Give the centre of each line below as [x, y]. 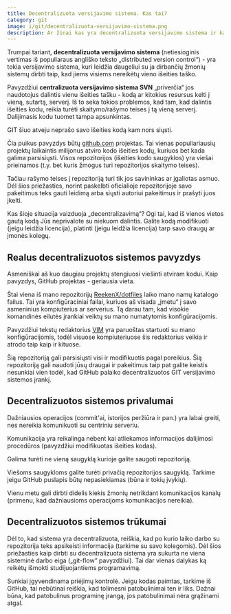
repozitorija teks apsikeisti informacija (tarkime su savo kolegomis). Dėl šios [114, 546]
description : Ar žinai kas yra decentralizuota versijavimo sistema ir [112, 33]
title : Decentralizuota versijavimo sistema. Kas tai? [87, 13]
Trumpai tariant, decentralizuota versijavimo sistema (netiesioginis [103, 52]
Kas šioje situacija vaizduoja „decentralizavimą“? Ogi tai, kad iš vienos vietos [115, 214]
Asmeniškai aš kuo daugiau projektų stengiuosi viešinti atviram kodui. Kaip [113, 274]
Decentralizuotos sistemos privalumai [90, 401]
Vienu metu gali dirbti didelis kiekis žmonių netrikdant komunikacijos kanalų [114, 493]
